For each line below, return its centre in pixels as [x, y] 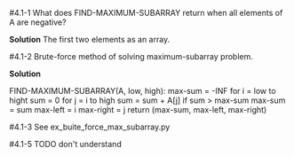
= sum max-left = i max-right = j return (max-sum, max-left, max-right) [138, 109]
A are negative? [38, 22]
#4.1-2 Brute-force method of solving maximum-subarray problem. [131, 56]
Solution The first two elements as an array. [90, 39]
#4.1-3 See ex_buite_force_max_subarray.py [90, 127]
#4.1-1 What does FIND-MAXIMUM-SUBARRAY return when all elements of [146, 13]
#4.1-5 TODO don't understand [65, 144]
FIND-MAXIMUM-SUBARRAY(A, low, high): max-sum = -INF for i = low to [143, 91]
